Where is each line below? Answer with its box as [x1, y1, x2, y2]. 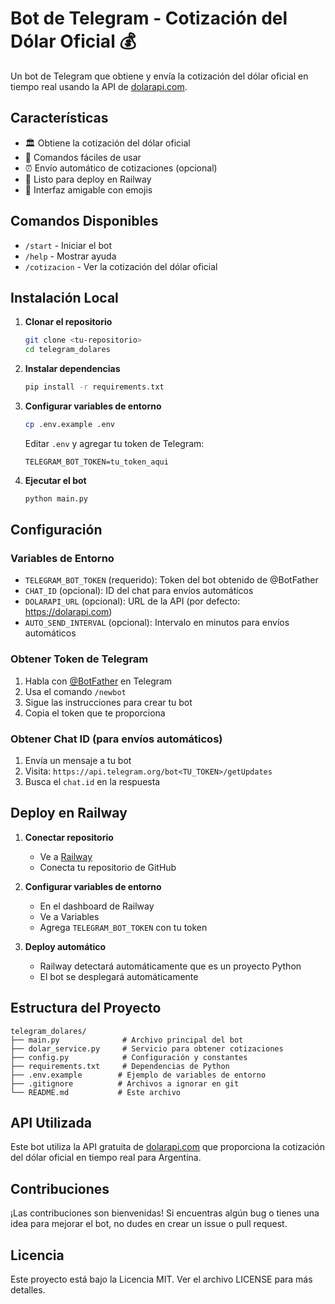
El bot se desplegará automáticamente [39, 970, 199, 982]
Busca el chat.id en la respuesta [24, 776, 161, 788]
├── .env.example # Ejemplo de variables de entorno [10, 1070, 267, 1080]
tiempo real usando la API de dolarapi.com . [10, 80, 188, 92]
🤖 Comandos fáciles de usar [24, 151, 142, 163]
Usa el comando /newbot [24, 685, 127, 697]
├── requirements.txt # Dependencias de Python [10, 1061, 230, 1071]
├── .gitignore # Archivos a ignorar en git [10, 1078, 240, 1089]
